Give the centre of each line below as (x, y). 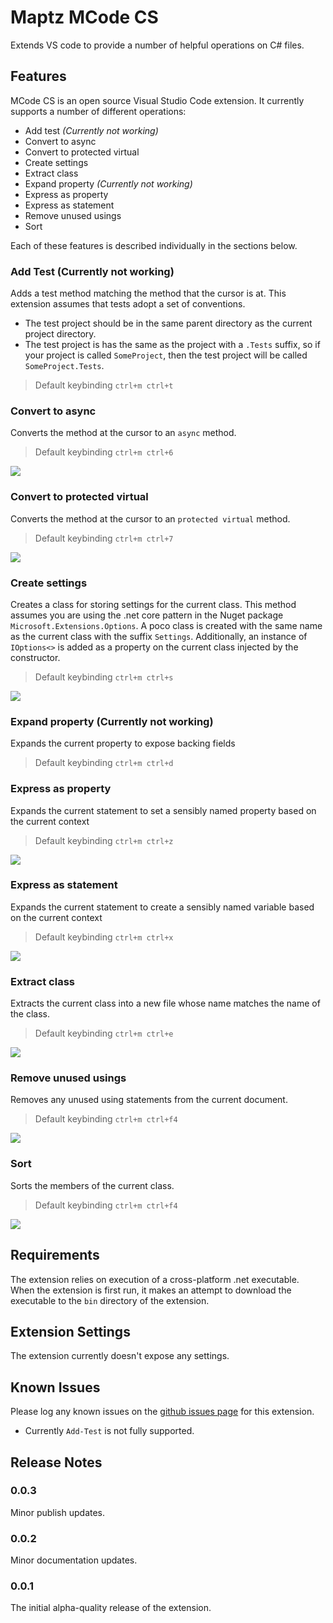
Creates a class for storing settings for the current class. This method (153, 604)
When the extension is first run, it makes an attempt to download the (151, 1290)
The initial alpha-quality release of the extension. (111, 1608)
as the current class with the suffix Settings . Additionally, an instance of (159, 636)
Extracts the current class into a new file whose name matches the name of (165, 1003)
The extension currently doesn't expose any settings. (120, 1356)
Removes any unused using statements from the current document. (149, 1100)
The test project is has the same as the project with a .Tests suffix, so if (172, 345)
